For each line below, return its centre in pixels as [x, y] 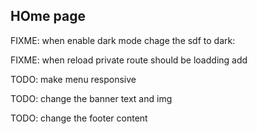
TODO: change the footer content [79, 118]
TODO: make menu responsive [73, 79]
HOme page [48, 16]
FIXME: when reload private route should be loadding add [129, 60]
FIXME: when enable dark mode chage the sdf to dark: [123, 40]
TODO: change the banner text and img [91, 98]
